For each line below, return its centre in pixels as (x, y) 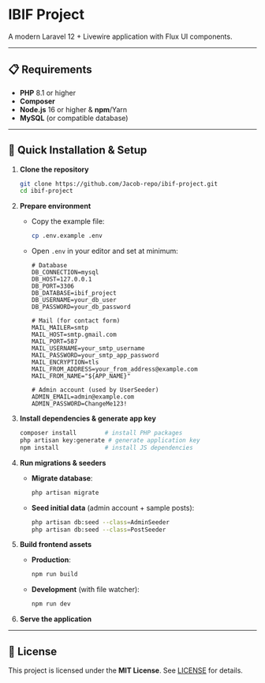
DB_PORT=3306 (53, 286)
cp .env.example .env (67, 236)
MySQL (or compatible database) (74, 118)
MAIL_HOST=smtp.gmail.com (74, 335)
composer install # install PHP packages (101, 433)
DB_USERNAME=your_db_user (74, 300)
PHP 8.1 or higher (48, 92)
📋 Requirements (50, 70)
